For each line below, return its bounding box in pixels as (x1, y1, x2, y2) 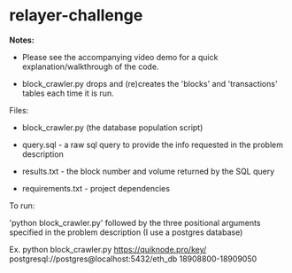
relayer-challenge (9, 5, 143, 26)
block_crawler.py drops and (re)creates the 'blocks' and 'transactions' (21, 78, 278, 89)
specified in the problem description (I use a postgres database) (9, 227, 243, 238)
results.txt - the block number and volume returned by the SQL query (21, 166, 275, 176)
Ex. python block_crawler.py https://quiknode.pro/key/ (9, 244, 207, 254)
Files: (9, 105, 29, 115)
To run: (9, 200, 35, 211)
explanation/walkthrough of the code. (21, 61, 159, 72)
